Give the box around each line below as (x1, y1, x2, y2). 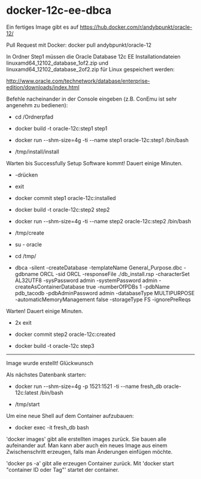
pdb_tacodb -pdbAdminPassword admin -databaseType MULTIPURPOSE (14, 289, 195, 296)
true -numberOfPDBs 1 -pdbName (86, 283, 170, 290)
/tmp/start (14, 401, 40, 408)
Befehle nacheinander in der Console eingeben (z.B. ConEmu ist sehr (6, 95, 177, 102)
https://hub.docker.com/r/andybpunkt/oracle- (80, 23, 193, 31)
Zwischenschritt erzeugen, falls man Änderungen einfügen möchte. (6, 448, 173, 455)
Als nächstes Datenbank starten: (6, 371, 87, 378)
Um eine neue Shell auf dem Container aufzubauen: (6, 412, 134, 419)
